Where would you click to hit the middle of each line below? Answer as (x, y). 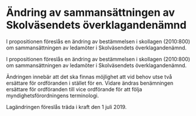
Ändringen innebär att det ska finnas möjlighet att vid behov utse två (89, 77)
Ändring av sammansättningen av (91, 13)
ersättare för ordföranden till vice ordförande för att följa (74, 89)
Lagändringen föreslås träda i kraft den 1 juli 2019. (67, 107)
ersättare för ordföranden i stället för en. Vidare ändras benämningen (90, 83)
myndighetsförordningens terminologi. (52, 95)
